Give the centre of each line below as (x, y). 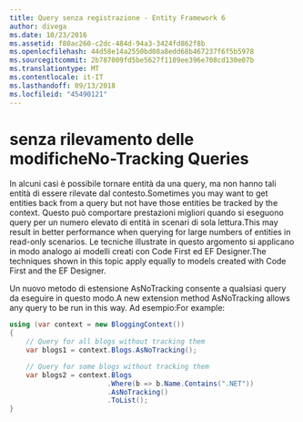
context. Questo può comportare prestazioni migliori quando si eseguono (146, 213)
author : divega (38, 26)
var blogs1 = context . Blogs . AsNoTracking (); (111, 350)
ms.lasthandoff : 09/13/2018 (63, 86)
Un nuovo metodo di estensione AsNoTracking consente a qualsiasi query (148, 289)
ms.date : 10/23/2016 (49, 35)
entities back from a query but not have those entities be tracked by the (144, 203)
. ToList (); (127, 401)
